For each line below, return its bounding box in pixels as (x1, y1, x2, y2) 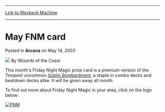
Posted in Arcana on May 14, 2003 (5, 47, 76, 53)
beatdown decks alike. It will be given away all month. (5, 77, 114, 83)
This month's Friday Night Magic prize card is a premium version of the (5, 67, 149, 73)
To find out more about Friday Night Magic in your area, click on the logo (5, 87, 152, 93)
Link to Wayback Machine (5, 10, 57, 15)
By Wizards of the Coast (11, 57, 60, 64)
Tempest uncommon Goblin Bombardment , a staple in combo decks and (5, 72, 151, 78)
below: (5, 92, 19, 98)
